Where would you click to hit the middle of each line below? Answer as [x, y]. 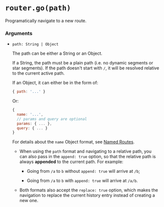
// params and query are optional [52, 119]
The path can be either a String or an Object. [57, 53]
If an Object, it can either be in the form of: [55, 83]
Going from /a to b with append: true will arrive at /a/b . [82, 181]
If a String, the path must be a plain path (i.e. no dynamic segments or [82, 63]
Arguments [19, 33]
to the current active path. [38, 73]
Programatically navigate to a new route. [46, 21]
